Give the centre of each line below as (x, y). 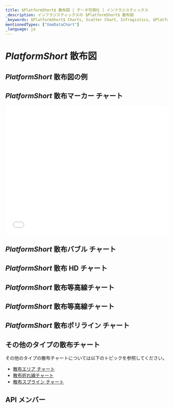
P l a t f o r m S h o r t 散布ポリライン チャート (67, 325)
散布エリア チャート (34, 369)
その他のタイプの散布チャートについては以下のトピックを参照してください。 (86, 358)
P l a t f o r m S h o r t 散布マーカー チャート (64, 96)
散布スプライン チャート (38, 382)
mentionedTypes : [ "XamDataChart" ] (42, 24)
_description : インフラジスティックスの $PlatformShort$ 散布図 (70, 15)
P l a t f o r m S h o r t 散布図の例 (46, 77)
